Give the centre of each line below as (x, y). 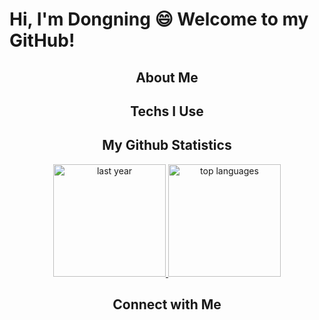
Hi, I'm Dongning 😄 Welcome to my (159, 19)
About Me (167, 77)
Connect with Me (167, 304)
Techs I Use (167, 111)
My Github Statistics (167, 145)
